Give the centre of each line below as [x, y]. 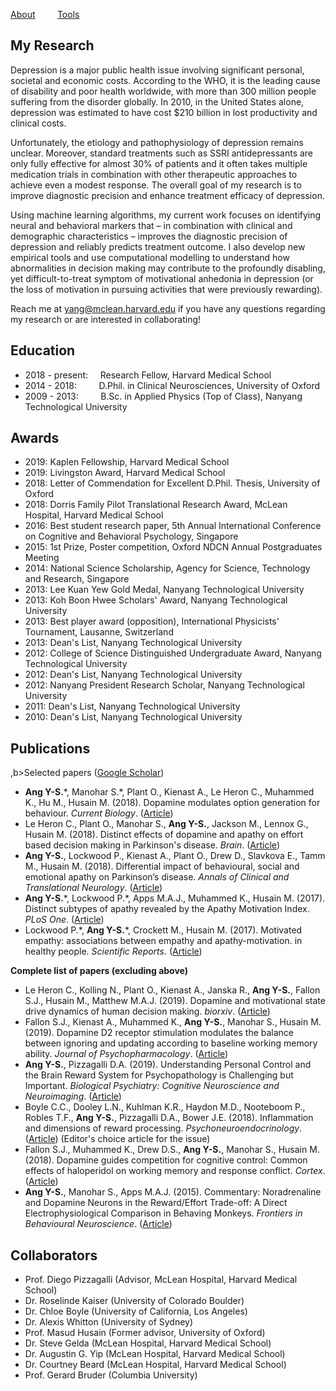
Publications [50, 748]
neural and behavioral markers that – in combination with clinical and [151, 225]
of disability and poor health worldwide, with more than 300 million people [163, 91]
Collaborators [54, 1255]
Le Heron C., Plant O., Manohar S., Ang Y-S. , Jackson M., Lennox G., [166, 824]
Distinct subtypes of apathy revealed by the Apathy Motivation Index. [167, 909]
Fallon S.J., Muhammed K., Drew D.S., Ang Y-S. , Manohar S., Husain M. [172, 1150]
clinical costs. [38, 123]
